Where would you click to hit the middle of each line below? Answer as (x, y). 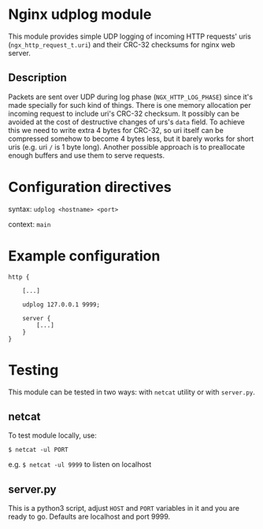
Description (37, 78)
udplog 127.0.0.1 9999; (61, 305)
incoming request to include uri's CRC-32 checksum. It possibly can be (124, 113)
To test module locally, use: (52, 435)
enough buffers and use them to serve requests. (87, 155)
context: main (30, 224)
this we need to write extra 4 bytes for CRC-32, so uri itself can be (116, 130)
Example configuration (84, 255)
